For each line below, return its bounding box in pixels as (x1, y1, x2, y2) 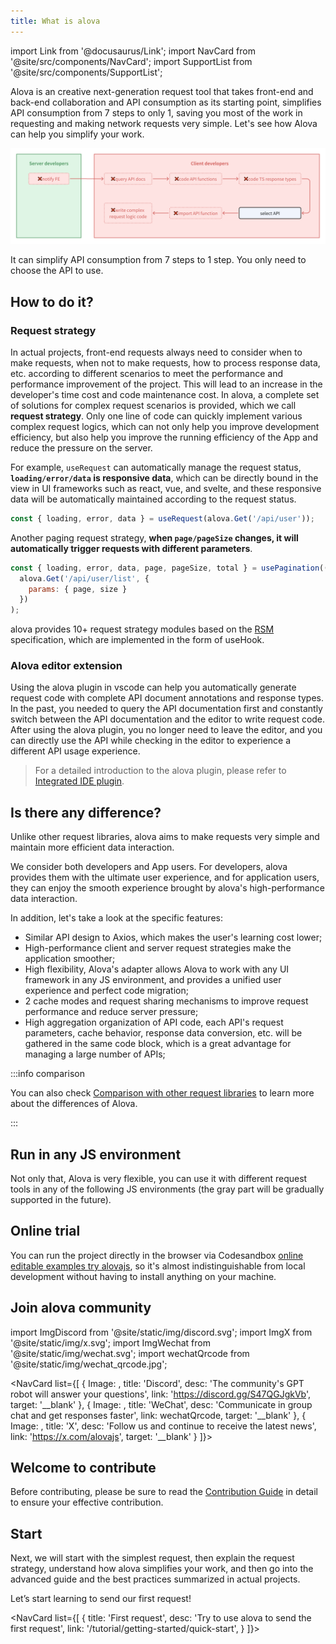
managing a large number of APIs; (24, 1048, 166, 1060)
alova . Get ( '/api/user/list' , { (19, 573, 150, 584)
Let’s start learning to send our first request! (10, 1593, 192, 1605)
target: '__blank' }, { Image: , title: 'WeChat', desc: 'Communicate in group (10, 1398, 313, 1410)
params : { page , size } (28, 584, 128, 594)
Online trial (10, 1223, 81, 1240)
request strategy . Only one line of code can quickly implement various (10, 410, 303, 422)
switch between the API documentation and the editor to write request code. (10, 713, 326, 725)
